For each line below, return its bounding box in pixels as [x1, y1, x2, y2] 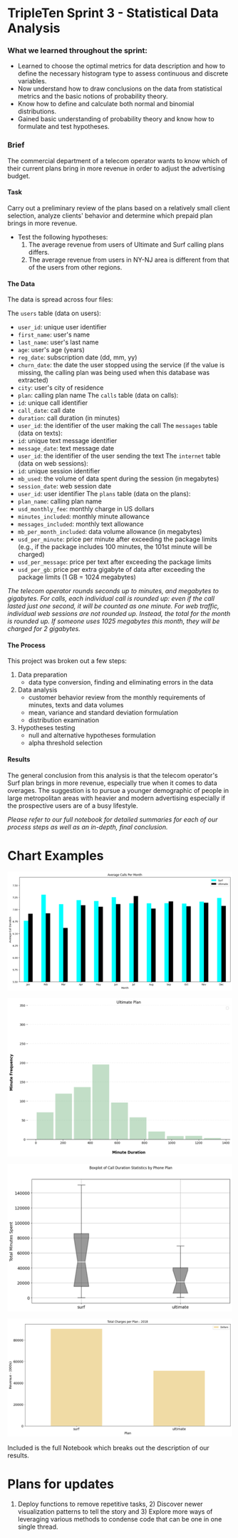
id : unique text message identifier [17, 436, 118, 445]
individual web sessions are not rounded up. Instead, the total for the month [7, 610, 231, 618]
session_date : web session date [17, 482, 112, 491]
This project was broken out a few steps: [7, 657, 127, 665]
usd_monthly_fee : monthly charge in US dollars [17, 505, 155, 513]
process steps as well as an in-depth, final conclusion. [7, 822, 169, 831]
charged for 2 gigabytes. [7, 625, 81, 633]
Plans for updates [7, 1476, 114, 1492]
